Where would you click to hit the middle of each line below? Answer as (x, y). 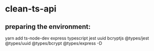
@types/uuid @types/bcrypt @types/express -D (54, 43)
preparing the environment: (48, 27)
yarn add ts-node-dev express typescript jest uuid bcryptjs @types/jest (77, 38)
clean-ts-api (31, 9)
